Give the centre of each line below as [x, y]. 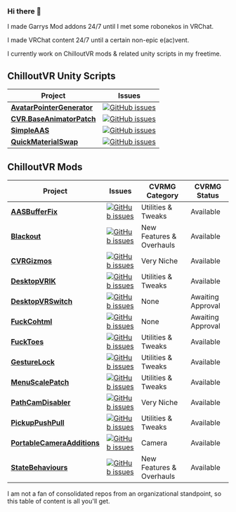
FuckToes [27, 342]
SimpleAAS [30, 131]
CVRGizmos [32, 261]
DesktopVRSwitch [41, 301]
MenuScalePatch [40, 382]
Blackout [26, 236]
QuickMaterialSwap [45, 142]
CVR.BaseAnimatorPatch [53, 119]
